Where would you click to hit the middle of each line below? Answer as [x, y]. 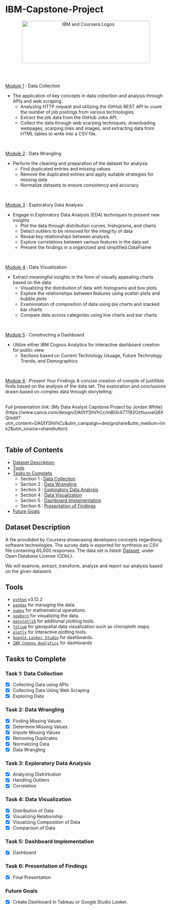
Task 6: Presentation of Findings [46, 866]
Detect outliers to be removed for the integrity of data [77, 231]
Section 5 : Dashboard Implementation [60, 500]
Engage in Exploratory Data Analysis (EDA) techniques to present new [86, 214]
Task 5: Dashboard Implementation [50, 841]
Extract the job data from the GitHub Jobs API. [69, 117]
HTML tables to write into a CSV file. [58, 133]
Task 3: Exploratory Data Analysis [48, 763]
